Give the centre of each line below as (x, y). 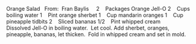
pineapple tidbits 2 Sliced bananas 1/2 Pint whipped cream (84, 21)
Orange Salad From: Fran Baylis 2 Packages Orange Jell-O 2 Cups (98, 9)
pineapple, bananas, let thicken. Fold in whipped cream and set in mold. (96, 34)
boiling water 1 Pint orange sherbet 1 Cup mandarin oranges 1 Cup (95, 15)
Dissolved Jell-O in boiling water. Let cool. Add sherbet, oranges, (88, 28)
